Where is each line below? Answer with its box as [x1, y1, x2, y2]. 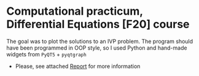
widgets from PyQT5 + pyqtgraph [6, 50, 87, 58]
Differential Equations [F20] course [6, 17, 190, 31]
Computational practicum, [6, 4, 143, 18]
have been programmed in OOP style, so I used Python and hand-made [6, 44, 187, 51]
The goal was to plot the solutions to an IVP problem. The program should [6, 37, 193, 45]
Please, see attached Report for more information [15, 63, 141, 70]
